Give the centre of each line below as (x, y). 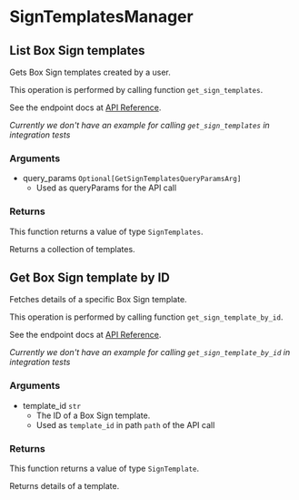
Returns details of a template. (65, 486)
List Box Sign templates (77, 51)
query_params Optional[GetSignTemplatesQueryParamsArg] (132, 179)
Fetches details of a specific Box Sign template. (99, 300)
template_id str (52, 405)
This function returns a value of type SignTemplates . (106, 231)
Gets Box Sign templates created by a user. (90, 72)
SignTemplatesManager (101, 17)
